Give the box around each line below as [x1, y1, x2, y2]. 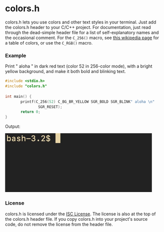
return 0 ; [20, 110, 41, 115]
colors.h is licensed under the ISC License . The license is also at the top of [5, 211, 156, 217]
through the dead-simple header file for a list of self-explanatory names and [5, 29, 159, 35]
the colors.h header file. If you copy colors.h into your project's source [5, 216, 148, 222]
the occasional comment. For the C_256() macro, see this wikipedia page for [5, 35, 160, 41]
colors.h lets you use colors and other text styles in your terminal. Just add [5, 19, 156, 25]
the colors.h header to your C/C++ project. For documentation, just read [5, 24, 151, 30]
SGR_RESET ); [38, 104, 63, 109]
